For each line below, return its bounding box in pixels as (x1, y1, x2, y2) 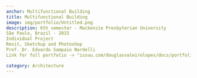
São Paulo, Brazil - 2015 (6, 30, 69, 36)
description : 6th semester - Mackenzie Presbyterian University (6, 25, 167, 31)
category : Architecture (6, 63, 64, 69)
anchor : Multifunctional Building (6, 8, 91, 15)
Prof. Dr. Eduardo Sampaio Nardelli (6, 47, 96, 53)
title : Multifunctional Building (6, 14, 88, 20)
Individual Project (6, 36, 54, 42)
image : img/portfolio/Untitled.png (6, 19, 93, 25)
